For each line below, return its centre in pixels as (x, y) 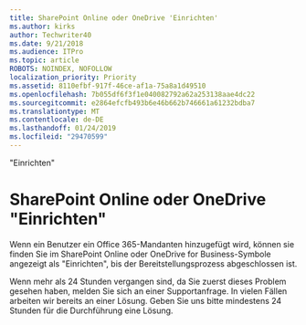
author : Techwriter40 (51, 35)
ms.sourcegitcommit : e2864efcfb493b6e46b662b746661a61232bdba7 (132, 103)
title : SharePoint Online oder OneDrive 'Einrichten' (114, 18)
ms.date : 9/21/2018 (47, 43)
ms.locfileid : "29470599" (58, 137)
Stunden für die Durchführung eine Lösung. (91, 310)
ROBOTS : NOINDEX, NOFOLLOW (61, 69)
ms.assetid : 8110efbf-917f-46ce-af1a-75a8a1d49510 (108, 86)
